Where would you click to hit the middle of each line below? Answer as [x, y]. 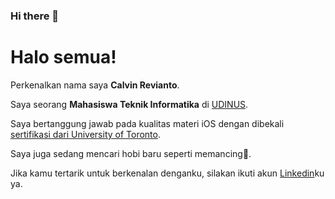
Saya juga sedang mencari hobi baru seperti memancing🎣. [131, 153]
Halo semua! [63, 57]
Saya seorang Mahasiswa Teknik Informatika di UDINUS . [129, 104]
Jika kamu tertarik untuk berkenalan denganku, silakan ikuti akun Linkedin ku [167, 173]
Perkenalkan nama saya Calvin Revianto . [95, 85]
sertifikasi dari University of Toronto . [86, 134]
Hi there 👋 [35, 16]
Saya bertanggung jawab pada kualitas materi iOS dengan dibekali [147, 123]
